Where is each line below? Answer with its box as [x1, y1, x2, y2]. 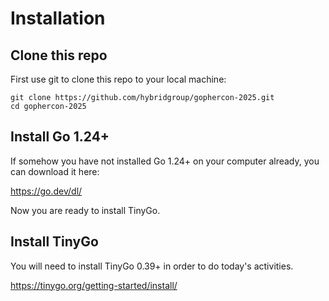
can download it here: [10, 165, 100, 177]
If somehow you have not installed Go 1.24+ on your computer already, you [10, 155, 320, 167]
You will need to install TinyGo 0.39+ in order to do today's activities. [10, 260, 294, 272]
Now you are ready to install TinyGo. [10, 204, 161, 216]
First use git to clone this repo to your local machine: [10, 73, 227, 85]
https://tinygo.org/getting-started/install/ [10, 279, 178, 291]
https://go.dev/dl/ [10, 185, 83, 197]
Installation [10, 7, 106, 30]
